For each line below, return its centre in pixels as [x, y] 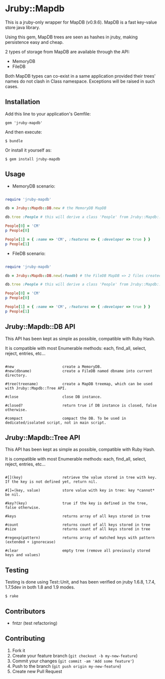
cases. [12, 86]
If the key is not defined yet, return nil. [51, 482]
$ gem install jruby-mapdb [33, 159]
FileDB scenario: [29, 253]
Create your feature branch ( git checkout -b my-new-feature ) [75, 655]
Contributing [25, 638]
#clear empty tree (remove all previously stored [78, 551]
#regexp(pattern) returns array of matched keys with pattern [80, 538]
